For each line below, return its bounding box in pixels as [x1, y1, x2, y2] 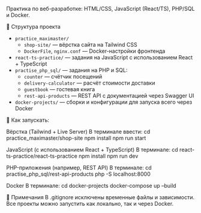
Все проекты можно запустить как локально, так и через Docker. [6, 200, 174, 207]
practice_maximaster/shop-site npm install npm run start [6, 134, 146, 142]
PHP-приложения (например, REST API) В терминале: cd [6, 164, 152, 171]
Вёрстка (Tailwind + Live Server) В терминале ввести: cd [6, 128, 151, 135]
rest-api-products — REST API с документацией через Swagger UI [23, 92, 194, 99]
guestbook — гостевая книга [23, 86, 95, 92]
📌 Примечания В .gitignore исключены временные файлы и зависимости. [6, 194, 195, 200]
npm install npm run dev [79, 152, 139, 160]
